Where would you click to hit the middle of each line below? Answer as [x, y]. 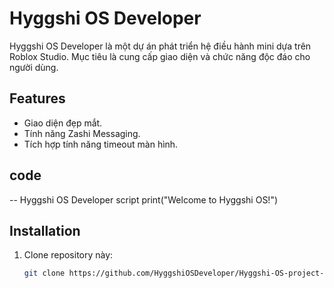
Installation [45, 230]
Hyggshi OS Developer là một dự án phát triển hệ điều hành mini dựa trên [160, 46]
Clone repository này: [68, 255]
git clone [44, 273]
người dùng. [34, 67]
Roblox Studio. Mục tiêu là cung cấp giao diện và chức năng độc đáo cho [160, 56]
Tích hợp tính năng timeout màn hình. [101, 144]
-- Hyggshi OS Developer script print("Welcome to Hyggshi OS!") [144, 199]
